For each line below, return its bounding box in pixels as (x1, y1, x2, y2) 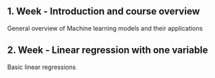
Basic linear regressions (7, 63, 77, 71)
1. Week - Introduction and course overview (7, 6, 200, 17)
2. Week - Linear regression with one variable (7, 45, 209, 56)
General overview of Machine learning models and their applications (7, 24, 203, 32)
